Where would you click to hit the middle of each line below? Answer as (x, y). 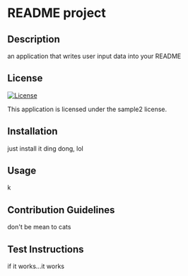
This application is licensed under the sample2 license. (87, 109)
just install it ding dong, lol (45, 148)
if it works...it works (36, 266)
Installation (33, 131)
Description (34, 39)
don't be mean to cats (39, 227)
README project (57, 13)
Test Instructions (46, 249)
